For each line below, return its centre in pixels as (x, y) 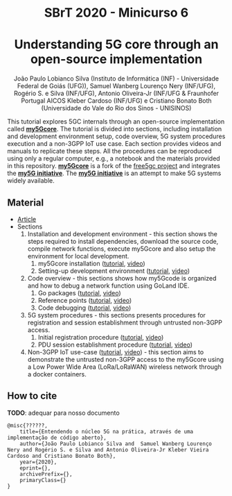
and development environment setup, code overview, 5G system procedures (116, 136)
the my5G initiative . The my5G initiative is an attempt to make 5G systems (114, 173)
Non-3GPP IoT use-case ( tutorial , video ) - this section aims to (116, 352)
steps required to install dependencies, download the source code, (123, 241)
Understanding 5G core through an (116, 45)
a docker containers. (57, 374)
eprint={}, (35, 468)
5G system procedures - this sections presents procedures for (117, 315)
